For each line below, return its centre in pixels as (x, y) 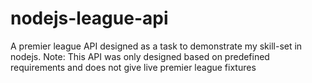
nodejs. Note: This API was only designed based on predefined (140, 56)
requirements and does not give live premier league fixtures (133, 67)
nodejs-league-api (89, 18)
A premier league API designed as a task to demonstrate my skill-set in (156, 46)
